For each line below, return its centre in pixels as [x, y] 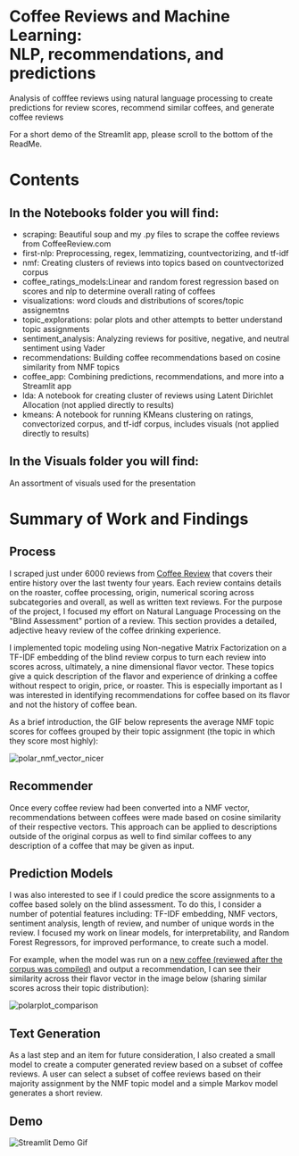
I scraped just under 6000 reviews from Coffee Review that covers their [141, 573]
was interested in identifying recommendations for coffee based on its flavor [150, 694]
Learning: [46, 35]
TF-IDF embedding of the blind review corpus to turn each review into [138, 657]
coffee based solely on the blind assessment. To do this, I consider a [135, 904]
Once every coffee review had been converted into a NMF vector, [129, 807]
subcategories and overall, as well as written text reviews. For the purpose [146, 602]
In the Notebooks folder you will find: [114, 213]
